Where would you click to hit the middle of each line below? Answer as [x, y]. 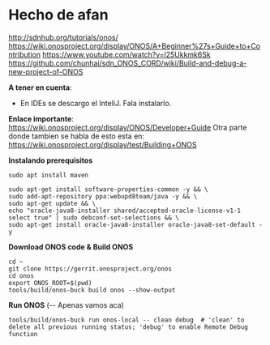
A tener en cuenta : [40, 87]
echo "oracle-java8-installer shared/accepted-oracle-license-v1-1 [125, 211]
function [23, 334]
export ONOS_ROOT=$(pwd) [50, 283]
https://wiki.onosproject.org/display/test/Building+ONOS [103, 144]
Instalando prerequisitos [51, 160]
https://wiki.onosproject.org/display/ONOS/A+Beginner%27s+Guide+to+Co [135, 45]
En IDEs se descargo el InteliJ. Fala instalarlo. [96, 103]
